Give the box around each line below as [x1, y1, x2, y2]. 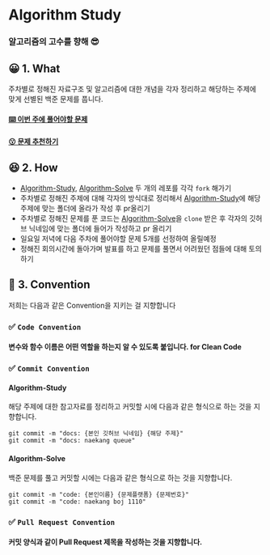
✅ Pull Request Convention [8, 516, 116, 527]
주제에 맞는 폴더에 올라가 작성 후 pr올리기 [19, 203, 151, 213]
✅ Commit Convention [8, 362, 91, 374]
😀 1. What [8, 61, 61, 75]
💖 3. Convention [8, 277, 91, 292]
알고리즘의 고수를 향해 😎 [8, 36, 99, 48]
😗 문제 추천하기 [8, 137, 59, 146]
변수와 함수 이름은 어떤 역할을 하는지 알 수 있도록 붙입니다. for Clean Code [8, 342, 243, 352]
